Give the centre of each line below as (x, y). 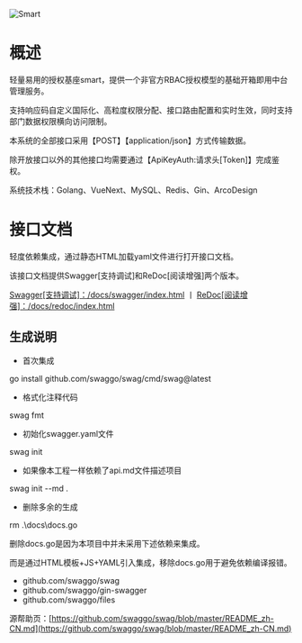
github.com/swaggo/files (69, 600)
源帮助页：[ (31, 618)
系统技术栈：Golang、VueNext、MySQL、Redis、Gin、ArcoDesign (133, 190)
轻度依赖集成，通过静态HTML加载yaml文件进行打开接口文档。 (124, 256)
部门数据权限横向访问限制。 (61, 121)
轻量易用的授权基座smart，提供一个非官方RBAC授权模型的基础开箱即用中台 (149, 79)
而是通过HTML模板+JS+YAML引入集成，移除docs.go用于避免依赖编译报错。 (151, 562)
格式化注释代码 (50, 397)
